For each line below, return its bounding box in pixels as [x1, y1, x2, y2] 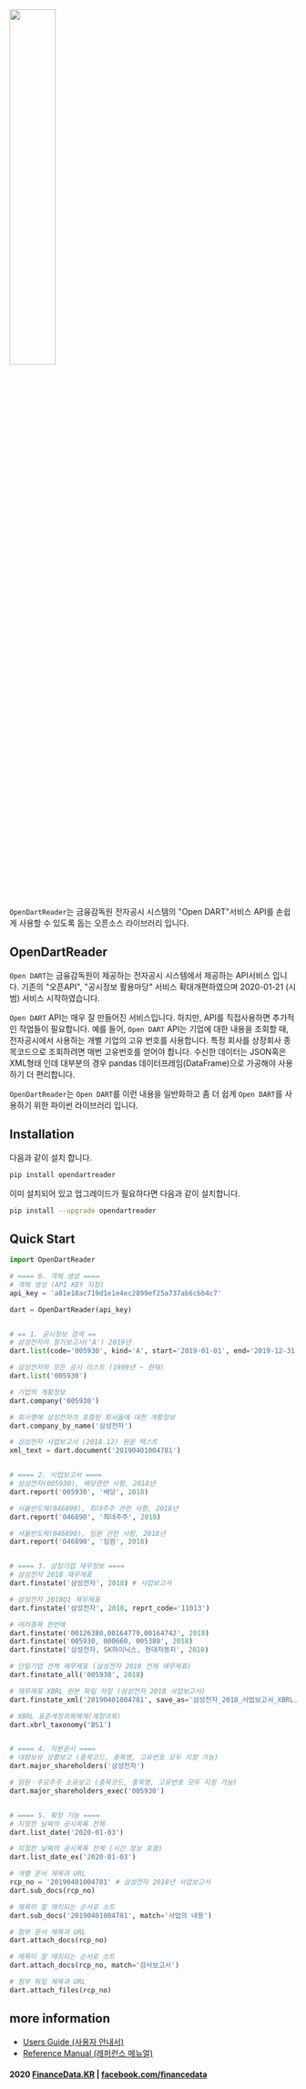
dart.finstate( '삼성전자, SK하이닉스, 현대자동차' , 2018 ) [9, 1645, 209, 1654]
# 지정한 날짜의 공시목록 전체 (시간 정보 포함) [9, 1844, 163, 1853]
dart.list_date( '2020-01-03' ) [9, 1828, 125, 1837]
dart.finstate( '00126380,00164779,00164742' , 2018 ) [9, 1628, 209, 1638]
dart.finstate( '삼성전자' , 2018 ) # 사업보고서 [9, 1579, 172, 1588]
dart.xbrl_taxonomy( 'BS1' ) [9, 1720, 112, 1729]
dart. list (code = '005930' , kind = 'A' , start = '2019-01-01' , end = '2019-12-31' [9, 1347, 300, 1356]
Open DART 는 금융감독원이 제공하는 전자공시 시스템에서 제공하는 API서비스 [9, 969, 271, 980]
